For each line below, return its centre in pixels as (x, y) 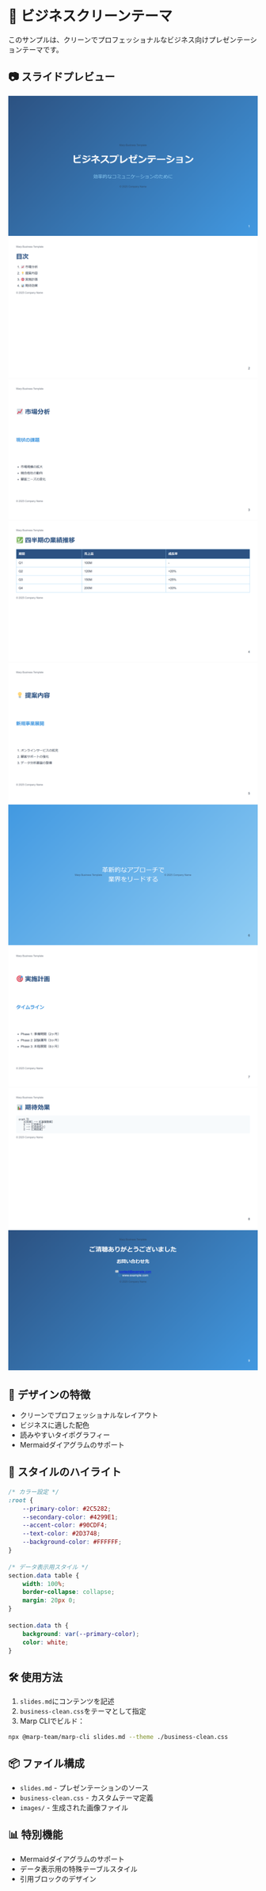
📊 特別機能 (36, 1835)
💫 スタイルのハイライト (65, 1472)
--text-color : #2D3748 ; (62, 1534)
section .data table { (44, 1575)
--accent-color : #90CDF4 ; (65, 1525)
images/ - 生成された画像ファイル (74, 1807)
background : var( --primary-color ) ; (81, 1634)
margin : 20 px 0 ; (49, 1600)
